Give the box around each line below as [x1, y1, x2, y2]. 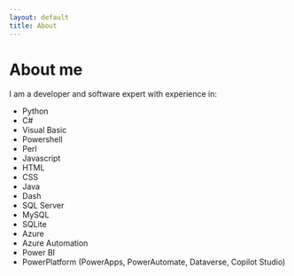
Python [21, 106, 49, 116]
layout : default [9, 12, 69, 22]
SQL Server [21, 201, 65, 211]
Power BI [21, 248, 56, 258]
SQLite [21, 219, 47, 230]
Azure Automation [21, 238, 89, 248]
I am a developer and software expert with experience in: [9, 89, 217, 99]
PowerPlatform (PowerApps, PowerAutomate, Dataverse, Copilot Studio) [21, 256, 286, 267]
